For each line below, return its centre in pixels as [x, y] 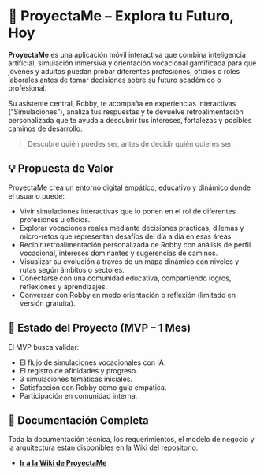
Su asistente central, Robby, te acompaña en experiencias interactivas [122, 103]
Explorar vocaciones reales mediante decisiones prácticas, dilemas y [132, 228]
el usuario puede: [37, 195]
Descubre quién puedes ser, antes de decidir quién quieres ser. [130, 143]
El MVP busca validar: [44, 347]
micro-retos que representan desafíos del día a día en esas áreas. [126, 236]
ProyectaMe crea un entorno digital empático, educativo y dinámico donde [129, 187]
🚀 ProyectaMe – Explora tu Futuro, [121, 16]
